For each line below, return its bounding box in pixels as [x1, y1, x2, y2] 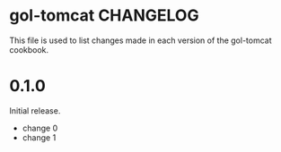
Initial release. [9, 105, 61, 116]
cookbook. [9, 44, 49, 55]
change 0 [22, 122, 58, 133]
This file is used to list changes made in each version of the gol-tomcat [9, 35, 272, 46]
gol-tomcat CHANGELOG [9, 5, 199, 26]
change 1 [22, 131, 57, 143]
